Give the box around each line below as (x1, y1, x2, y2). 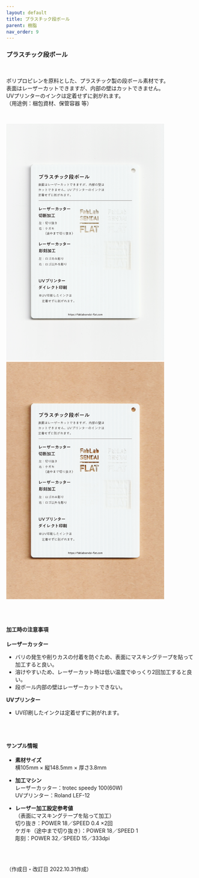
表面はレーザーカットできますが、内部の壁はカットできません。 (6, 84, 164, 91)
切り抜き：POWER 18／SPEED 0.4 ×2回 (14, 820, 113, 827)
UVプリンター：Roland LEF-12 (14, 792, 90, 799)
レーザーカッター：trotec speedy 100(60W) (14, 784, 123, 791)
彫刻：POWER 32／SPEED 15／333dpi (14, 835, 110, 842)
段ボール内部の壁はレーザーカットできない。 (14, 683, 126, 690)
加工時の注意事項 (6, 626, 49, 633)
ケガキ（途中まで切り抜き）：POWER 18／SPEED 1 (14, 827, 138, 835)
